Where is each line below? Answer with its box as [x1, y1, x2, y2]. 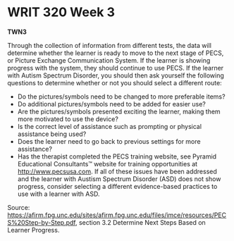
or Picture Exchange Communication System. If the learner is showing [7, 56, 211, 64]
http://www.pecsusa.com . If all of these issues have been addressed [17, 167, 217, 175]
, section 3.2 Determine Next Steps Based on [75, 218, 206, 226]
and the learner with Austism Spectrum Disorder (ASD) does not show [17, 174, 221, 183]
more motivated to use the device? [17, 114, 118, 123]
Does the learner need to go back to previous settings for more [17, 137, 201, 145]
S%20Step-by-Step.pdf [7, 218, 76, 226]
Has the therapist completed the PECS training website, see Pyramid [17, 152, 217, 161]
